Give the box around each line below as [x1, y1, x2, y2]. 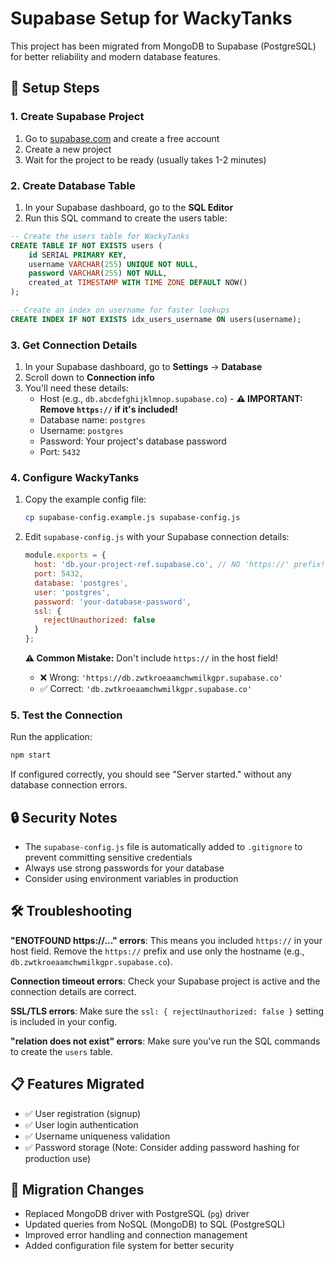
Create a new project [24, 143, 112, 155]
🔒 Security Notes [10, 809, 118, 826]
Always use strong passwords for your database [24, 862, 225, 874]
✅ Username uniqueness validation [24, 1130, 171, 1142]
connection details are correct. [10, 985, 137, 997]
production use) [24, 1152, 92, 1164]
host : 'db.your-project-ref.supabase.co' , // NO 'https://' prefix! [34, 560, 326, 570]
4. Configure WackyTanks [10, 471, 140, 485]
